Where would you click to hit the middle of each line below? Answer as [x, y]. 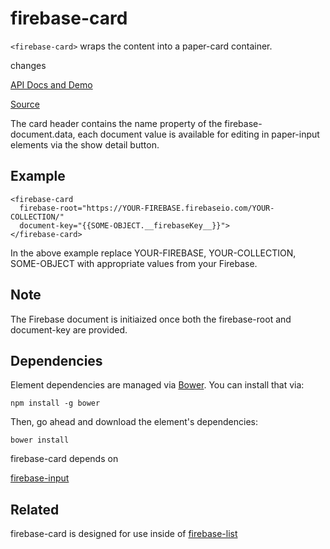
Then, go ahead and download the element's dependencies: [134, 422]
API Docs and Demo [51, 84]
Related [35, 509]
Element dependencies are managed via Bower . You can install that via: [157, 385]
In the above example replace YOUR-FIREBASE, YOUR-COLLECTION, [153, 253]
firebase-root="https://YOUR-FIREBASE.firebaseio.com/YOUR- [147, 208]
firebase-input [40, 478]
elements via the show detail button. [85, 144]
